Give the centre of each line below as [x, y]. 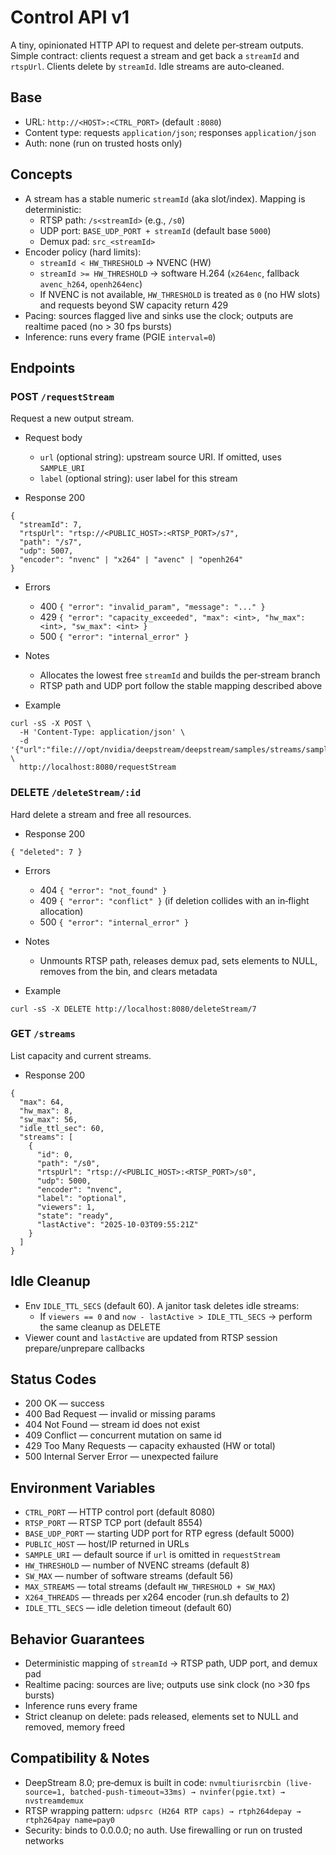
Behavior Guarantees [77, 1639]
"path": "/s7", [51, 542]
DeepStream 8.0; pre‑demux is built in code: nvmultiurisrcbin [153, 1782]
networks [44, 1840]
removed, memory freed [75, 1727]
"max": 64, [42, 1102]
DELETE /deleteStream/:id [76, 793]
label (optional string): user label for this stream [138, 478]
